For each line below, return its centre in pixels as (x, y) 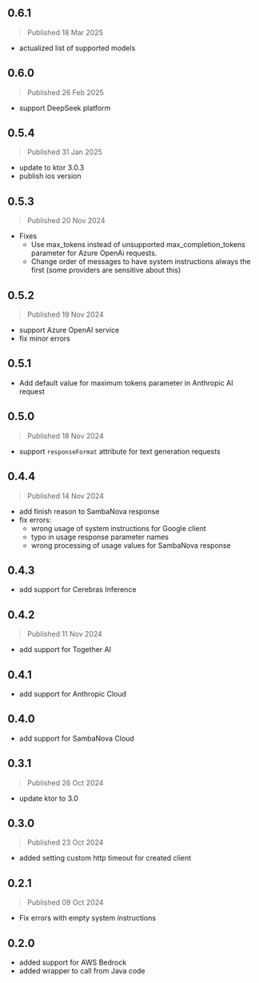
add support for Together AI (65, 649)
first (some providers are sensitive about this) (106, 270)
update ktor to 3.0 (48, 798)
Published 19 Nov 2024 (66, 314)
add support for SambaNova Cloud (77, 738)
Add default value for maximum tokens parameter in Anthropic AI (126, 382)
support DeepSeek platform (65, 108)
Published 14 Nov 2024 (66, 496)
